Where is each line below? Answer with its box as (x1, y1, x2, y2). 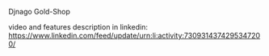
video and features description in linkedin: (8, 22, 148, 31)
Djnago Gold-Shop (8, 7, 71, 16)
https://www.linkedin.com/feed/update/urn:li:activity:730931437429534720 (8, 31, 261, 40)
